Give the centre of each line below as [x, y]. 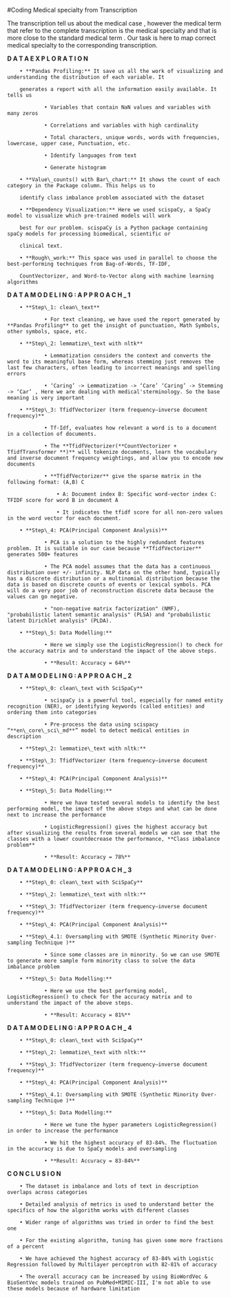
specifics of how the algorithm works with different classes [98, 1211]
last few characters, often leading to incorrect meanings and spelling [114, 368]
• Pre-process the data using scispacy [101, 724]
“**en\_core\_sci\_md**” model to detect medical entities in [98, 731]
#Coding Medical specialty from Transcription [72, 10]
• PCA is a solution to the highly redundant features [124, 543]
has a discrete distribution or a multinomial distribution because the [114, 578]
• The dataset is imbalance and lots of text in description [109, 1186]
